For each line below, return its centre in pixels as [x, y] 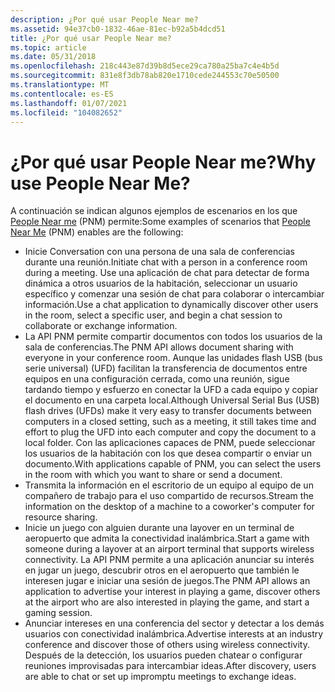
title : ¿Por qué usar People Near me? [91, 38]
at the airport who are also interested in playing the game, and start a [167, 602]
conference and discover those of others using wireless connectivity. [167, 645]
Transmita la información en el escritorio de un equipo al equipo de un [169, 485]
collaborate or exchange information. [101, 326]
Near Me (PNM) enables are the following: [97, 232]
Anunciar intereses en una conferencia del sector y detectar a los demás [174, 623]
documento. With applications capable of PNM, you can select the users [173, 464]
